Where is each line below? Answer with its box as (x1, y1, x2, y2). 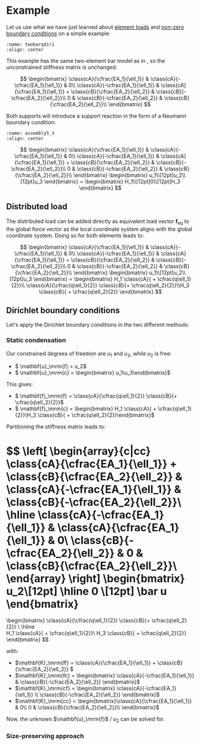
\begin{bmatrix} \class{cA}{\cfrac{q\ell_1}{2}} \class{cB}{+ (6, 617, 150, 624)
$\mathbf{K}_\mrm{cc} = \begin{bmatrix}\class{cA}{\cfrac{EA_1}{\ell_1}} (14, 697, 192, 705)
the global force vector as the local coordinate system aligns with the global (6, 225, 193, 233)
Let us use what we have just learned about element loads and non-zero (6, 23, 184, 31)
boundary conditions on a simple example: (6, 29, 111, 37)
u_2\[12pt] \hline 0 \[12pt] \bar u (6, 584, 167, 598)
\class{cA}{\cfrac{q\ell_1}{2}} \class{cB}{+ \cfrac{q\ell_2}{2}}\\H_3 (26, 281, 190, 288)
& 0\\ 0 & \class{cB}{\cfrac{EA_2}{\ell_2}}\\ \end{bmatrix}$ (14, 704, 159, 711)
